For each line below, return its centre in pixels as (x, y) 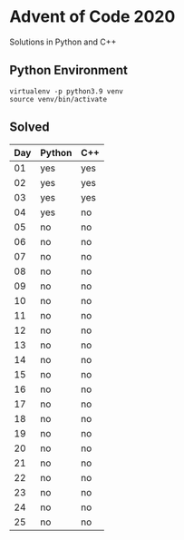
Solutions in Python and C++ (63, 42)
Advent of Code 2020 (92, 17)
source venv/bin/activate (58, 99)
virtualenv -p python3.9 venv (67, 91)
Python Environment (69, 70)
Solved (29, 128)
